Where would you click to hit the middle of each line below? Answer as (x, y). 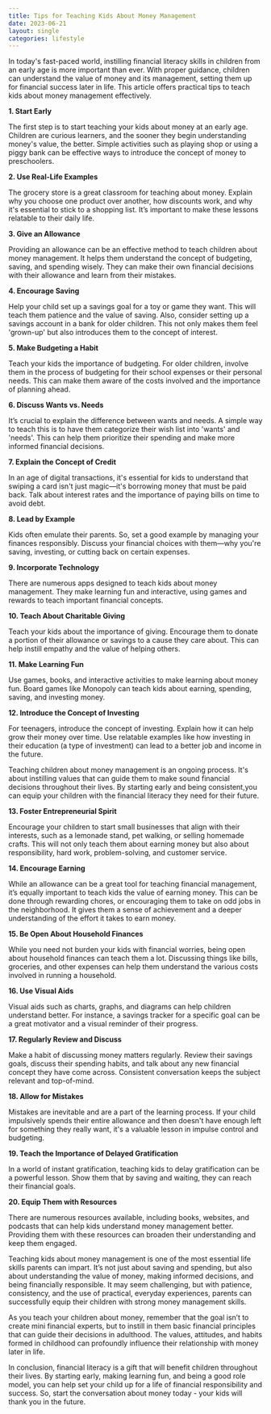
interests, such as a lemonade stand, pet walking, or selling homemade (126, 836)
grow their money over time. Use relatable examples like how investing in (129, 737)
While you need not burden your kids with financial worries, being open (127, 950)
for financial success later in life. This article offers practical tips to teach (129, 87)
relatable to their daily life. (52, 218)
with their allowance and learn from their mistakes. (92, 275)
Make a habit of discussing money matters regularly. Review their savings (130, 1055)
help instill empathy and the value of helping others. (94, 649)
